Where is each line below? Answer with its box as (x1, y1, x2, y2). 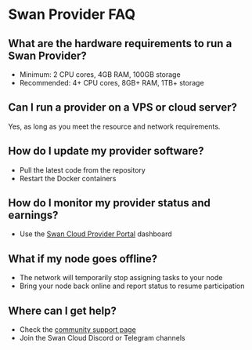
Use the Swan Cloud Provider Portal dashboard (19, 229, 172, 239)
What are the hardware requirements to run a (8, 37, 232, 50)
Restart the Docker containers (19, 173, 117, 183)
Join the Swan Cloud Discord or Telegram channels (19, 334, 185, 343)
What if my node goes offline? (8, 252, 158, 265)
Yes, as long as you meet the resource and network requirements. (8, 122, 221, 131)
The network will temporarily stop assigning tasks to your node (19, 273, 223, 283)
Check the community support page (19, 325, 137, 334)
